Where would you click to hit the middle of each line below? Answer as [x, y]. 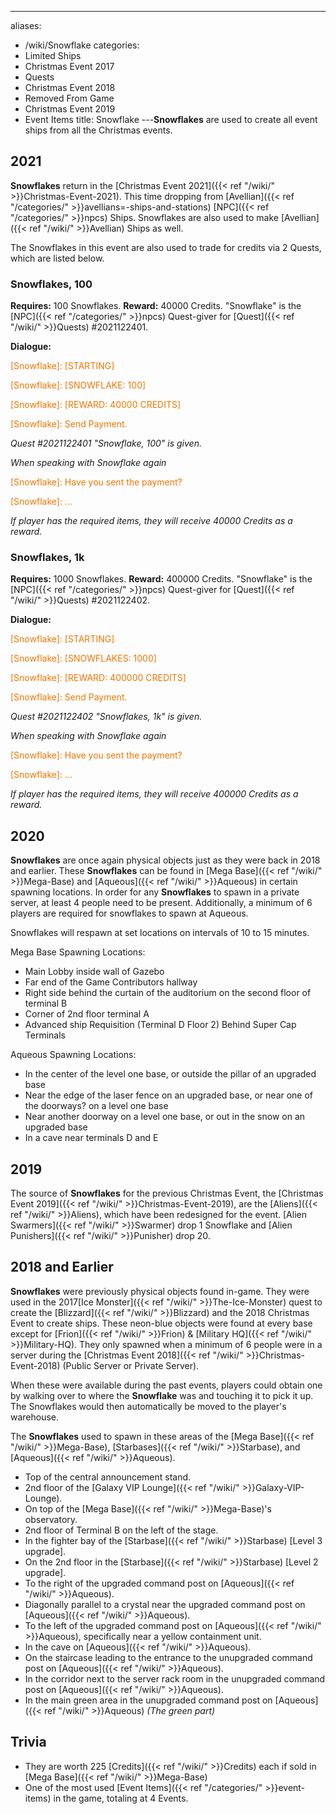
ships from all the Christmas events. [98, 130]
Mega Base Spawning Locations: [78, 952]
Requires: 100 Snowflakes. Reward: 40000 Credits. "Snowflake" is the [156, 306]
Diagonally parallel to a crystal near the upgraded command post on [165, 1604]
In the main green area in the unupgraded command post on [148, 1700]
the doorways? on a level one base [96, 1106]
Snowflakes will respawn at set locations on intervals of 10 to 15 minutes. [160, 933]
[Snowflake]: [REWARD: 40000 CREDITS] [96, 405]
